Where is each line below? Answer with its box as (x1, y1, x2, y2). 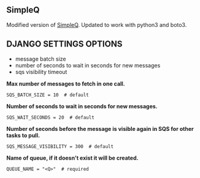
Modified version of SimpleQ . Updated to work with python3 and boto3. (6, 21, 187, 28)
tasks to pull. (6, 132, 40, 139)
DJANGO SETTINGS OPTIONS (6, 39, 123, 50)
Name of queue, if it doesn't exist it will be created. (6, 154, 139, 161)
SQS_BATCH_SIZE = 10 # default (6, 92, 89, 98)
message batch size (15, 55, 66, 62)
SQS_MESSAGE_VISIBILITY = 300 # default (6, 143, 114, 149)
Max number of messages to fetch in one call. (6, 80, 126, 87)
